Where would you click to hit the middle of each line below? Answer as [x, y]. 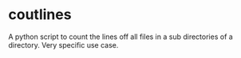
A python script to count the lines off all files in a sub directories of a [120, 37]
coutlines [40, 15]
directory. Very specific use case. [63, 44]
